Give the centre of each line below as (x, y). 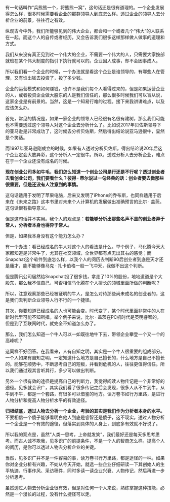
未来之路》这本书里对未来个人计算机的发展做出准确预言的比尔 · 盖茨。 (91, 202)
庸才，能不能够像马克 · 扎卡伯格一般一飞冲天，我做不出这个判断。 (78, 266)
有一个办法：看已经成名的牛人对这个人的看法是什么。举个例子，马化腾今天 (83, 247)
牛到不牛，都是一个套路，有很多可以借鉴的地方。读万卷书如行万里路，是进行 (85, 394)
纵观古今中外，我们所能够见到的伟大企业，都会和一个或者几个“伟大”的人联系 (85, 31)
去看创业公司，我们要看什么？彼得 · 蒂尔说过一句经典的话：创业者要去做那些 (85, 178)
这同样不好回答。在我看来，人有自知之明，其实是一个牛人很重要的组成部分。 (85, 351)
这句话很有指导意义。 (27, 208)
